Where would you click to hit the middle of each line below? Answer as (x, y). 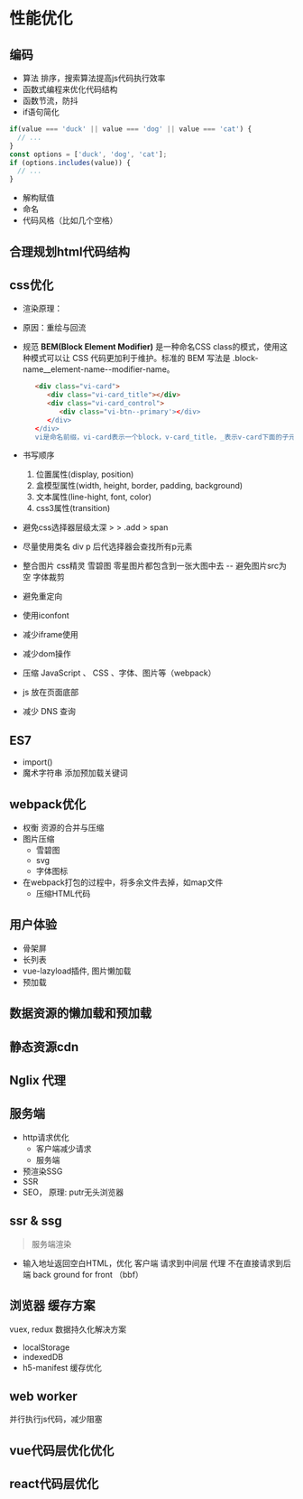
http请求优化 (46, 1137)
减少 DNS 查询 (49, 712)
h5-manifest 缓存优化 (62, 1367)
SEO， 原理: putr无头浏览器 (73, 1192)
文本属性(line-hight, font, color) (93, 497)
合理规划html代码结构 (70, 251)
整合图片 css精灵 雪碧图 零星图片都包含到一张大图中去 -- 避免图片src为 (154, 566)
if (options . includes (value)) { (70, 163)
